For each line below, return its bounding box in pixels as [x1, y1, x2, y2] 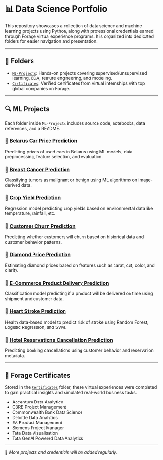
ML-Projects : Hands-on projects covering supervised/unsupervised [12, 70, 147, 76]
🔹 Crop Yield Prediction [5, 194, 61, 201]
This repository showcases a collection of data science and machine [5, 22, 142, 29]
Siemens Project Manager [12, 424, 64, 431]
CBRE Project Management [12, 404, 66, 410]
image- [138, 177, 153, 183]
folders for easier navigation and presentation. [5, 38, 98, 44]
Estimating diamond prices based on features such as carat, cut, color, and [5, 262, 155, 268]
